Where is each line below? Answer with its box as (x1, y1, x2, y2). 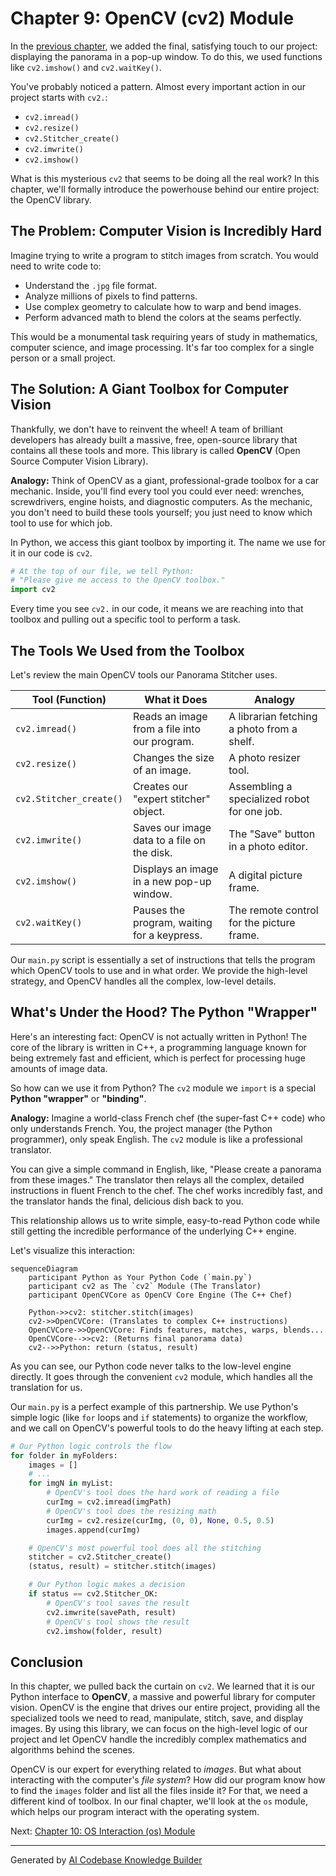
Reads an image (132, 710, 208, 723)
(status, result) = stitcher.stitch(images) (28, 1562, 217, 1572)
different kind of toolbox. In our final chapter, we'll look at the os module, (10, 1795, 308, 1807)
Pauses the (132, 903, 186, 917)
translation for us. (10, 1381, 83, 1393)
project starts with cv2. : (10, 91, 108, 103)
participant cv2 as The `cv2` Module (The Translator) (28, 1281, 262, 1291)
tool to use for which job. (10, 517, 113, 529)
